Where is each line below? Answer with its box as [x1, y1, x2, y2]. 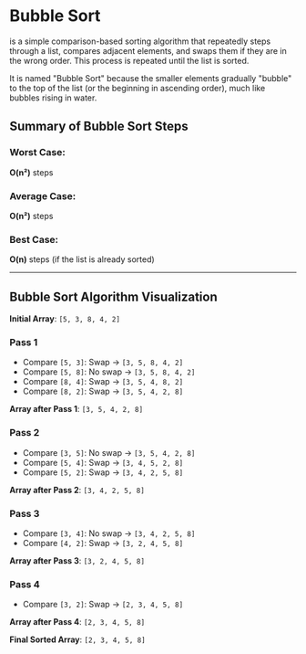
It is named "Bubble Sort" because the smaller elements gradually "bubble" [9, 72, 292, 83]
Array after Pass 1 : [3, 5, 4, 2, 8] [9, 404, 144, 415]
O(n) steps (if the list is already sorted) [9, 254, 155, 265]
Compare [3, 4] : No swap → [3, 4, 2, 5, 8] [22, 527, 196, 539]
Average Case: [9, 189, 76, 202]
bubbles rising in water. [9, 92, 97, 103]
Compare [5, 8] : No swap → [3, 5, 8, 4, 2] [22, 366, 196, 377]
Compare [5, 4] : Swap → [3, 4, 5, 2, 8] [22, 457, 184, 468]
